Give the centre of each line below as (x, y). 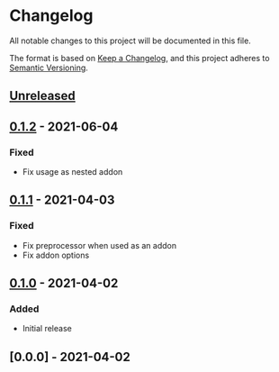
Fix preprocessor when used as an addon (99, 245)
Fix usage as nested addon (72, 172)
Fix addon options (56, 255)
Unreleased (43, 96)
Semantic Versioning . (49, 68)
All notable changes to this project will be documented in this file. (130, 41)
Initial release (47, 329)
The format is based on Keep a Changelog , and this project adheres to (139, 58)
